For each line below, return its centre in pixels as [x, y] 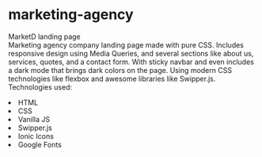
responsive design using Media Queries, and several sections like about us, [131, 53]
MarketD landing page [44, 36]
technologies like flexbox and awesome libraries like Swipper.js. [112, 78]
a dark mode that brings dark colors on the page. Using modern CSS [120, 70]
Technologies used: [40, 87]
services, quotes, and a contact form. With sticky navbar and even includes [131, 62]
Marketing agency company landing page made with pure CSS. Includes [126, 44]
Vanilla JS [34, 119]
